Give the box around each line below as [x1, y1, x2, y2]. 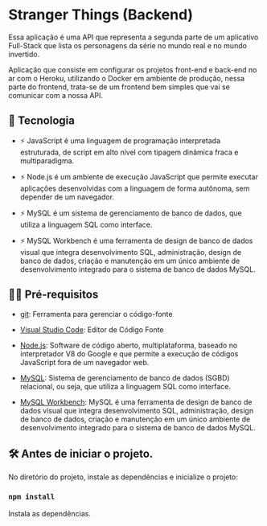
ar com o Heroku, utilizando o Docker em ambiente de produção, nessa [8, 73, 245, 83]
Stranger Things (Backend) [8, 6, 194, 24]
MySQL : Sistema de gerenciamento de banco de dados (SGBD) [19, 372, 231, 383]
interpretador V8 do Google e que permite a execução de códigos [19, 348, 239, 359]
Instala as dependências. [8, 508, 91, 518]
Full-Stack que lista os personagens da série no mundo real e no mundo [8, 40, 248, 50]
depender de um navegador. [19, 191, 115, 202]
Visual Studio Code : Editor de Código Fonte [19, 324, 164, 335]
